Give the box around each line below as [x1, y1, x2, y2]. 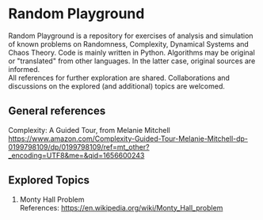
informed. [8, 64, 40, 74]
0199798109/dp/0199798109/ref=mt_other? [8, 142, 150, 151]
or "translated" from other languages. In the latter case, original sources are [8, 56, 256, 66]
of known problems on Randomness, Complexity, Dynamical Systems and [8, 39, 250, 48]
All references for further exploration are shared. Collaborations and [8, 73, 230, 82]
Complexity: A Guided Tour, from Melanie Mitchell [8, 125, 170, 135]
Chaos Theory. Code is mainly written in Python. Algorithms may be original [8, 47, 255, 57]
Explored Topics [8, 173, 90, 187]
